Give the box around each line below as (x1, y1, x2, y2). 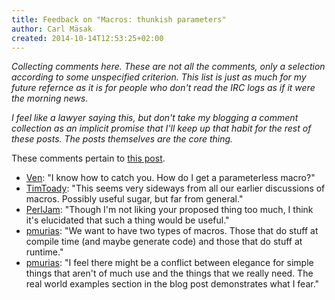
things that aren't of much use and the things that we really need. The (25, 267, 314, 280)
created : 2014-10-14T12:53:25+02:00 (11, 33, 164, 43)
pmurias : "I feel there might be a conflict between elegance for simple (25, 257, 314, 269)
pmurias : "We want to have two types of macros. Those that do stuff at (25, 225, 319, 237)
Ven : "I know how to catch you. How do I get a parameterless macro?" (25, 172, 316, 184)
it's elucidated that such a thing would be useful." (25, 214, 230, 226)
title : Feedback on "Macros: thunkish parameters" (11, 14, 227, 25)
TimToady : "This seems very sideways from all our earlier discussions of (25, 182, 326, 195)
